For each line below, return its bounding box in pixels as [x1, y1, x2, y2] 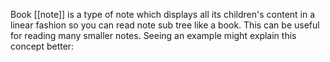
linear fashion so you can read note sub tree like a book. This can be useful [10, 19, 320, 31]
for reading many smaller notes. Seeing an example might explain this [10, 30, 297, 41]
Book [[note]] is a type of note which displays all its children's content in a [10, 9, 316, 20]
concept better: [10, 40, 75, 52]
